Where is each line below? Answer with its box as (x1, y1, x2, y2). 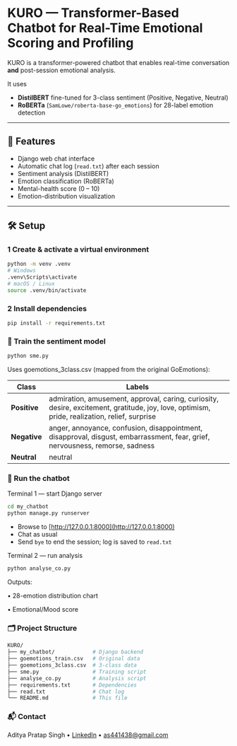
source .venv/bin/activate (7, 286, 87, 294)
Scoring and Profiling (7, 35, 134, 51)
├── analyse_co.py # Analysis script (7, 675, 147, 682)
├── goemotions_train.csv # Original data (7, 655, 140, 663)
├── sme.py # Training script (7, 668, 147, 675)
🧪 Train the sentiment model (7, 336, 106, 346)
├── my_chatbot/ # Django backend (7, 648, 143, 655)
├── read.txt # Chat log (7, 688, 125, 695)
